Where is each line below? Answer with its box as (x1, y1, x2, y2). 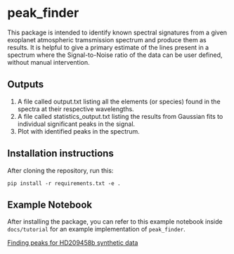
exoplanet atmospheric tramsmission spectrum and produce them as (7, 35, 207, 44)
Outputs (7, 79, 44, 91)
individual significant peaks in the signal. (17, 120, 136, 128)
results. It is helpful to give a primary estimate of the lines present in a (7, 43, 209, 51)
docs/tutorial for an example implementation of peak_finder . (7, 225, 186, 234)
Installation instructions (7, 148, 114, 160)
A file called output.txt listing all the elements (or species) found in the (17, 97, 221, 106)
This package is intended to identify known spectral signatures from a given (7, 28, 227, 37)
